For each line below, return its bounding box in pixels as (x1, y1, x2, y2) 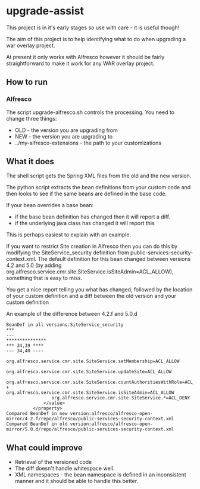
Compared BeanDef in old (6, 421, 68, 428)
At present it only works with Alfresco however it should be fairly (6, 53, 165, 60)
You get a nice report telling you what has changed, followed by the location (6, 286, 193, 293)
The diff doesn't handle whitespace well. (14, 465, 115, 472)
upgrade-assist (6, 4, 85, 18)
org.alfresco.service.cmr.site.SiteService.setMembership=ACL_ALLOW (6, 358, 180, 365)
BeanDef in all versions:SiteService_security (6, 322, 124, 328)
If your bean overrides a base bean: (6, 202, 94, 209)
